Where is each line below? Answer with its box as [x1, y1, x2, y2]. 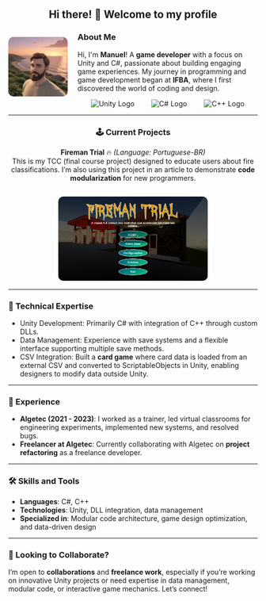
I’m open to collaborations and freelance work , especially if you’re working [8, 567, 256, 576]
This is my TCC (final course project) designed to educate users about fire [11, 156, 255, 166]
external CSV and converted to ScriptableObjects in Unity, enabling [19, 361, 240, 370]
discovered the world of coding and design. [78, 83, 220, 93]
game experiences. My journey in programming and [78, 67, 247, 76]
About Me [78, 32, 116, 43]
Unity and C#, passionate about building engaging [78, 58, 241, 67]
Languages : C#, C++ [19, 496, 89, 506]
